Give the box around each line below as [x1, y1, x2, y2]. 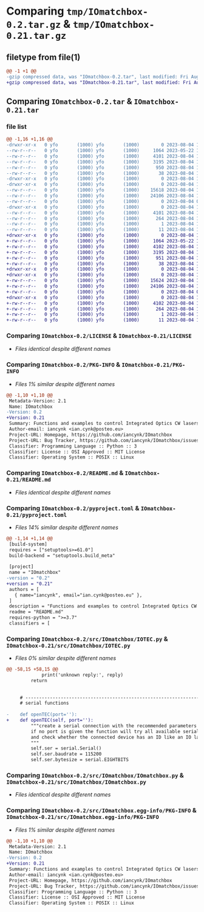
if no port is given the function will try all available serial [30, 728, 200, 734]
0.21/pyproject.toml [6, 511, 67, 518]
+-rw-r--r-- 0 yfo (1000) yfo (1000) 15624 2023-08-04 [6, 278, 194, 284]
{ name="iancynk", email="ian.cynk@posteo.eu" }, [14, 592, 143, 598]
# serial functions [19, 700, 69, 706]
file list [6, 122, 27, 131]
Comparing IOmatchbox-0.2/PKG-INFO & [6, 361, 121, 369]
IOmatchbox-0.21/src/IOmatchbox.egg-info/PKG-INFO [6, 814, 159, 821]
